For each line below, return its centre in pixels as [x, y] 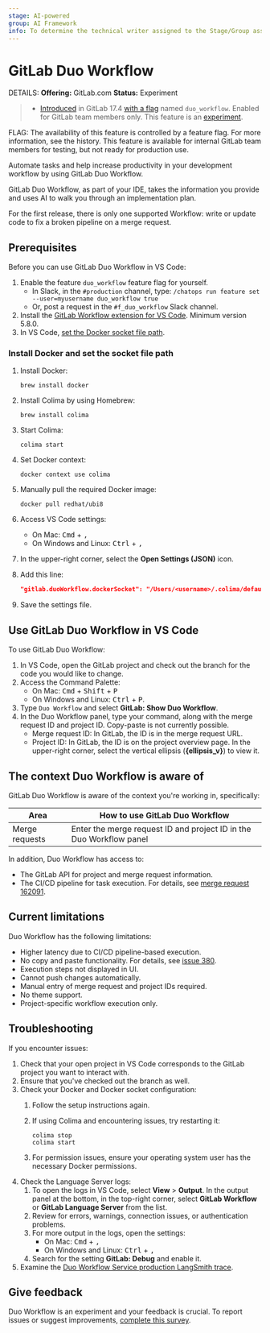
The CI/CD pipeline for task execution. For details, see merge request [135, 883]
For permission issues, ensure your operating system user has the [141, 1157]
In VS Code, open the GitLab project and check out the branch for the [135, 665]
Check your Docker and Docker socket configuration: [108, 1089]
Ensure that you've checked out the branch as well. [105, 1081]
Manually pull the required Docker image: [88, 490]
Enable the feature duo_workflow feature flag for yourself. [114, 283]
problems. [49, 1224]
